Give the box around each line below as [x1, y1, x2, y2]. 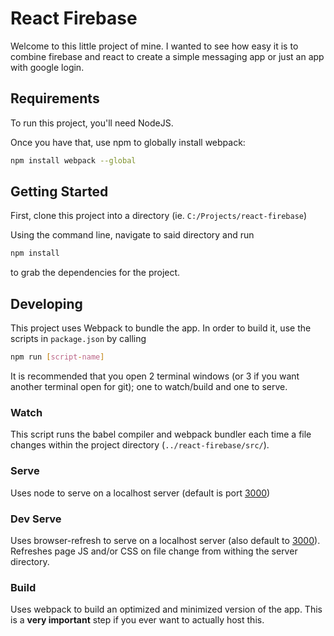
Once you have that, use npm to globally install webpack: [10, 136, 246, 148]
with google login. [10, 61, 85, 73]
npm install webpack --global [10, 155, 137, 166]
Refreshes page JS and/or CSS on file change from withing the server [10, 545, 298, 557]
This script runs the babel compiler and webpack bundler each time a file [10, 428, 312, 441]
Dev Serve [10, 512, 62, 526]
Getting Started [10, 183, 109, 201]
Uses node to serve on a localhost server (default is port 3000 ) [10, 487, 271, 499]
